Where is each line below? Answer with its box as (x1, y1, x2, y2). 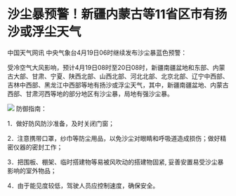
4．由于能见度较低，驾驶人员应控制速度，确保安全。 (7, 181, 159, 190)
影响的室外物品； (7, 166, 57, 175)
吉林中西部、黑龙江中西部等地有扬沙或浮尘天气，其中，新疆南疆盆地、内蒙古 (7, 80, 229, 89)
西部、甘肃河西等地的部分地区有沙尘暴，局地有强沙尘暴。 (7, 89, 173, 98)
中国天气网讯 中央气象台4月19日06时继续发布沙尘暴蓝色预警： (7, 48, 188, 57)
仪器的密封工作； (13, 143, 63, 151)
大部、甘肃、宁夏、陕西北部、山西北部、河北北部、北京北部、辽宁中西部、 (13, 71, 229, 80)
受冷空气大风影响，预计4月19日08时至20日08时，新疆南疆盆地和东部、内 (7, 63, 219, 71)
